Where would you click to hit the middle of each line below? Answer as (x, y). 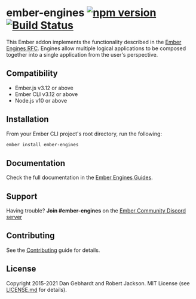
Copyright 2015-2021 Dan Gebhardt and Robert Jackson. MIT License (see (98, 283)
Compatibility (32, 74)
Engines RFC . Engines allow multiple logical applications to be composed (96, 48)
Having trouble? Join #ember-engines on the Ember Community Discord (96, 211)
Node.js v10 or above (41, 100)
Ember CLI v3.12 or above (46, 94)
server (14, 217)
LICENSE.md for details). (37, 289)
